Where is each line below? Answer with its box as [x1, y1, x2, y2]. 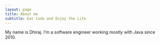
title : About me [5, 12, 38, 16]
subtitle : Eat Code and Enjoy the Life [5, 16, 86, 21]
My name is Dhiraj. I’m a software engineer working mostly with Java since [5, 29, 156, 35]
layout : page [5, 7, 32, 12]
